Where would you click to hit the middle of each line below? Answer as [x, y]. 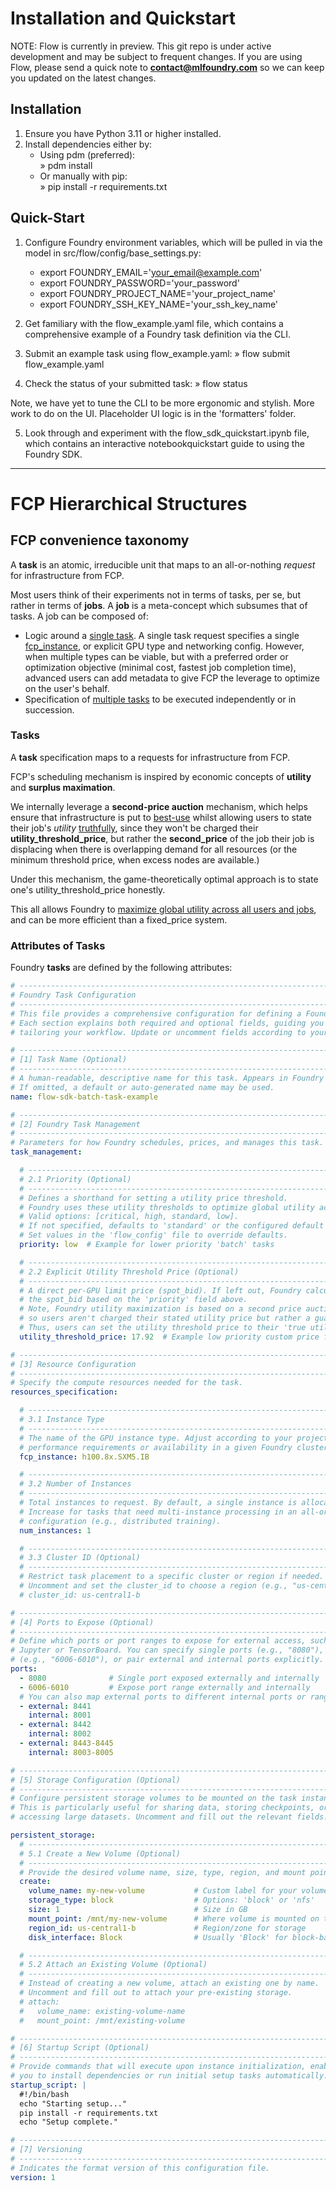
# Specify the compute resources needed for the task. [127, 1383]
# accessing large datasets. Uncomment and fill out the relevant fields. [169, 1817]
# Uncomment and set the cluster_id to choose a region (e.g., [153, 1586]
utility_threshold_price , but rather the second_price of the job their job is [162, 838]
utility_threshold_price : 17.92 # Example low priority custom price [169, 1337]
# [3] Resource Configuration [73, 1364]
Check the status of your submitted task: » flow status [136, 383]
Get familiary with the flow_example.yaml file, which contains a [154, 323]
